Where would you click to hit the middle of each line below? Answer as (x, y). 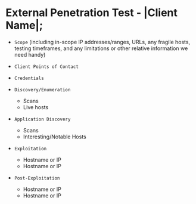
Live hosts (36, 107)
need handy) (30, 54)
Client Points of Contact (46, 67)
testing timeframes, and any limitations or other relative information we (101, 48)
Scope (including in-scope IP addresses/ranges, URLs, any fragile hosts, (102, 42)
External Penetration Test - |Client (92, 13)
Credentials (29, 78)
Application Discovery (42, 119)
